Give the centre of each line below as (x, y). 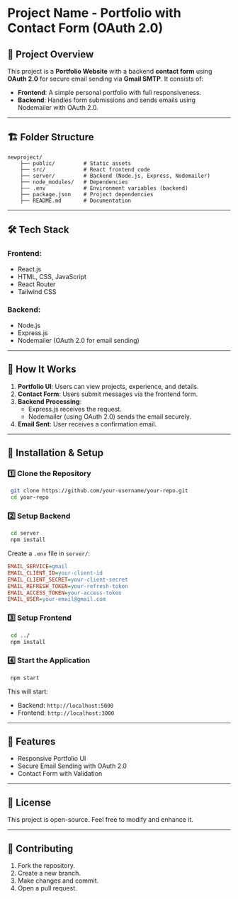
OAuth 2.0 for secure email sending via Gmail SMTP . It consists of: (106, 79)
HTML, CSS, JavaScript (52, 276)
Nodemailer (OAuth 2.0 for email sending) (78, 340)
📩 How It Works (42, 369)
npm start (25, 678)
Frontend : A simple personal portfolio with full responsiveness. (109, 92)
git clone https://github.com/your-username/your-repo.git (100, 491)
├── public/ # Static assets (76, 163)
